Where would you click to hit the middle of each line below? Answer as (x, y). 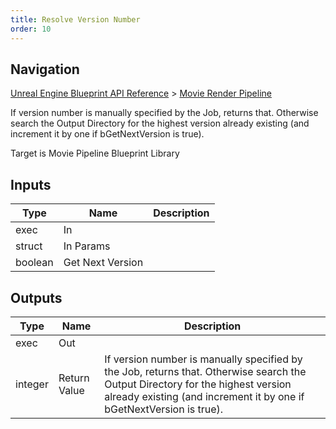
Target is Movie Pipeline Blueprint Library (95, 153)
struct (29, 246)
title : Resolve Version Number (75, 19)
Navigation (45, 69)
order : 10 (31, 29)
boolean (34, 263)
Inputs (31, 184)
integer (32, 384)
